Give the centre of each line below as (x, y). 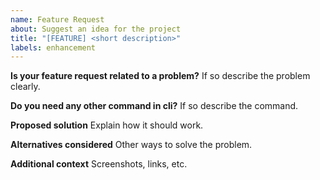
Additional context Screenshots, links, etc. (99, 164)
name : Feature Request (57, 19)
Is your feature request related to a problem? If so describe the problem (160, 76)
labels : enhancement (53, 47)
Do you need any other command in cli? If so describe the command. (154, 106)
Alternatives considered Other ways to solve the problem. (131, 145)
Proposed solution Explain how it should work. (107, 125)
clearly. (25, 87)
